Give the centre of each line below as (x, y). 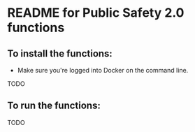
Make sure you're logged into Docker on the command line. (103, 70)
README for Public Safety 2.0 (96, 13)
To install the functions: (60, 53)
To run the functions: (54, 106)
